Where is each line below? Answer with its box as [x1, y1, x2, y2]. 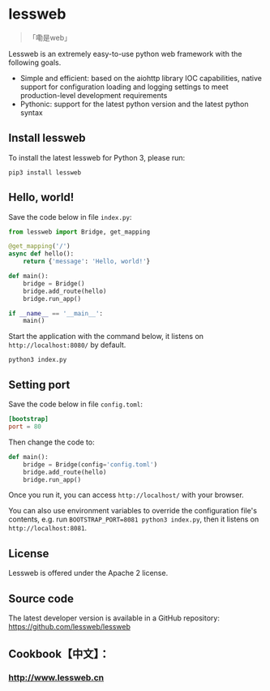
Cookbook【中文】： [8, 647, 110, 661]
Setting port [8, 378, 71, 392]
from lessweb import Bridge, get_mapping [8, 228, 151, 236]
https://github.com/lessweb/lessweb [8, 622, 131, 631]
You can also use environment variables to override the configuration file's [8, 506, 258, 516]
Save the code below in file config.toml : [8, 399, 144, 410]
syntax [19, 107, 43, 118]
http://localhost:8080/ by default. [8, 340, 126, 350]
